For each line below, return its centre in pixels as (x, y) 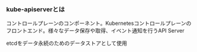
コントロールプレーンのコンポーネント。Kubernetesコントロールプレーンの (99, 23)
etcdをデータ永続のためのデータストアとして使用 (67, 43)
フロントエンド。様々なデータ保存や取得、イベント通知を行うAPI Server (95, 31)
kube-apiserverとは (36, 9)
